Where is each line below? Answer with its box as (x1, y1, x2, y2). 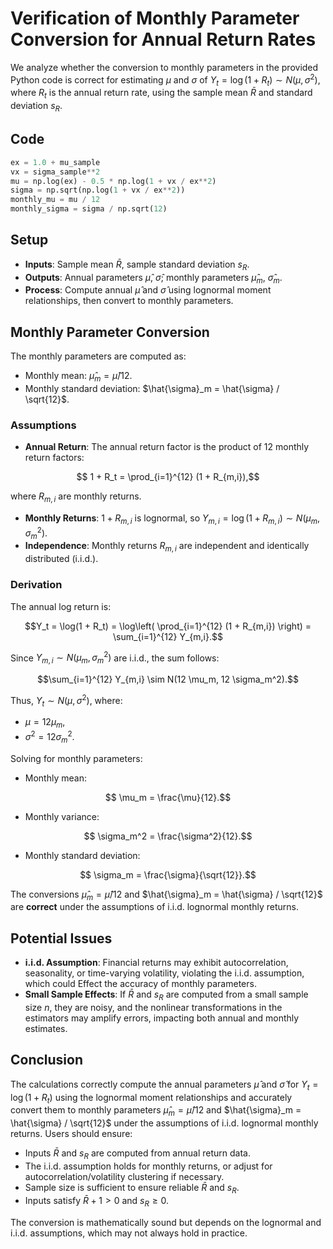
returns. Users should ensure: (10, 1128, 133, 1140)
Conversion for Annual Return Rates (10, 28, 317, 51)
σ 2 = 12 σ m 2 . (24, 729, 75, 745)
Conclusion (10, 1052, 84, 1069)
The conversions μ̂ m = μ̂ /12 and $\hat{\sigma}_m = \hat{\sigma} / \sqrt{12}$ (10, 888, 323, 902)
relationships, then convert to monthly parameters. (24, 295, 234, 307)
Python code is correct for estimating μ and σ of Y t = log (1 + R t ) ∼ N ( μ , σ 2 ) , (10, 72, 321, 88)
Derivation (10, 578, 63, 592)
